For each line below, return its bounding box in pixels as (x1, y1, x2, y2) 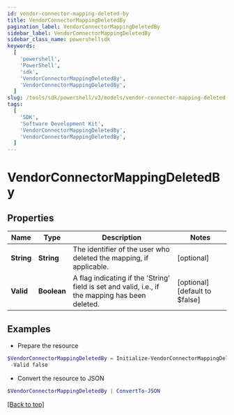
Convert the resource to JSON (17, 374, 104, 382)
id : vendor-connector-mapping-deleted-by (7, 10, 130, 17)
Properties (7, 212, 54, 224)
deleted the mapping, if (72, 253, 149, 263)
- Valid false (10, 361, 49, 368)
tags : (7, 101, 23, 108)
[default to (177, 286, 212, 296)
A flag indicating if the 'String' (72, 273, 171, 283)
